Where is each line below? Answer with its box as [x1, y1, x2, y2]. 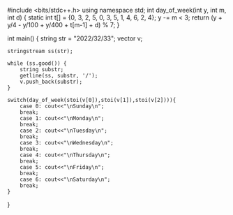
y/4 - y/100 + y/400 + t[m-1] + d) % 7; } [7, 21, 120, 29]
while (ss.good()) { [7, 60, 68, 67]
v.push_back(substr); [20, 78, 82, 85]
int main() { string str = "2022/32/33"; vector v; [7, 34, 143, 43]
